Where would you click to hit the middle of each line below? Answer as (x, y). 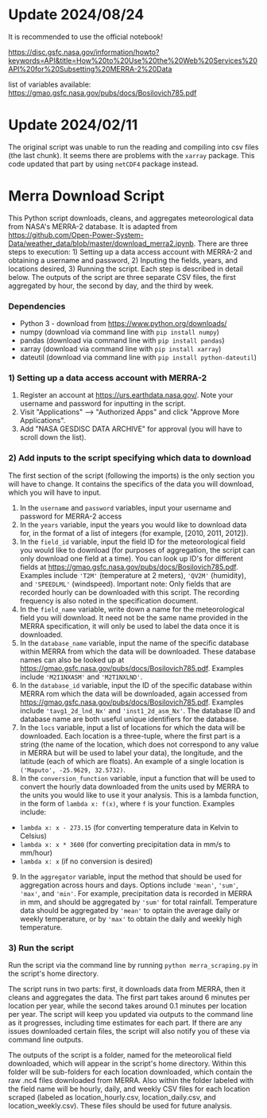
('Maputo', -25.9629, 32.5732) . (72, 770)
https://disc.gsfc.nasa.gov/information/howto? (84, 52)
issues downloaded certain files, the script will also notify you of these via (129, 1031)
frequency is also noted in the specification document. (109, 600)
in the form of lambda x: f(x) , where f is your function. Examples (127, 803)
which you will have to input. (55, 492)
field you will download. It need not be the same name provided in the (134, 617)
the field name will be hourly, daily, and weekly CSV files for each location (129, 1089)
